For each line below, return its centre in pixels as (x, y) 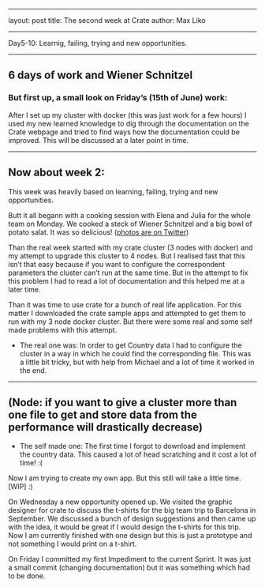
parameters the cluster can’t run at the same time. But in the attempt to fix (128, 273)
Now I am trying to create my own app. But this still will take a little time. (125, 478)
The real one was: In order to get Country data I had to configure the (131, 345)
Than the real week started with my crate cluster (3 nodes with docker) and (131, 247)
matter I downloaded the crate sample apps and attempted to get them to (127, 313)
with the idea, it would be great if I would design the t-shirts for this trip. (125, 527)
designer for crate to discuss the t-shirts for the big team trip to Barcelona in (132, 510)
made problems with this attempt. (63, 329)
